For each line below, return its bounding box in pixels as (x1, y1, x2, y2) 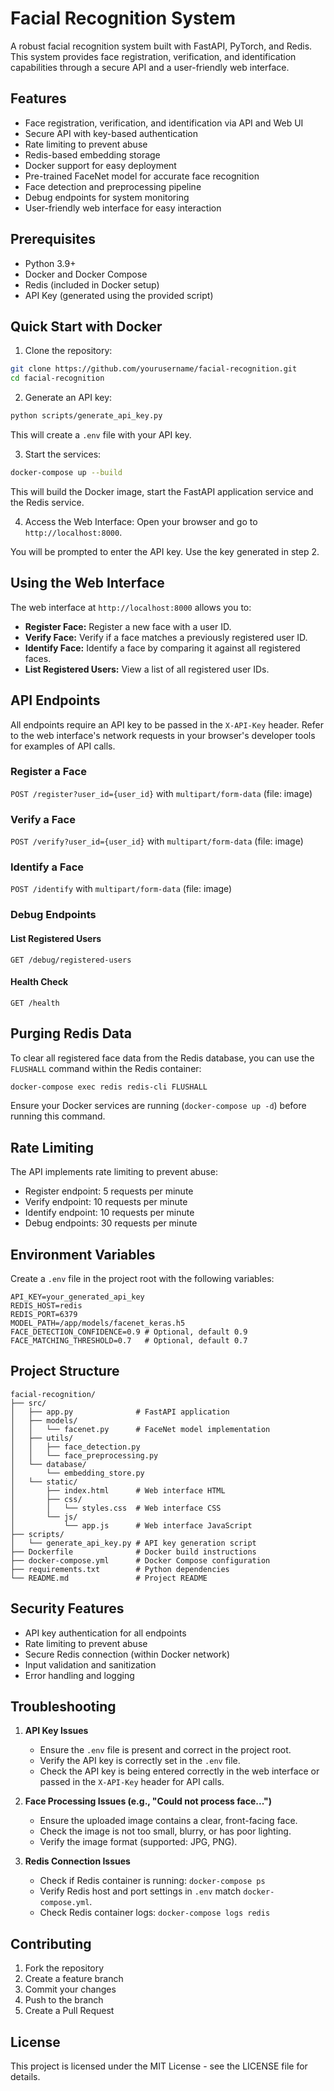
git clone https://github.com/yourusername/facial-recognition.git (10, 364, 298, 374)
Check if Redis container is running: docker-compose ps (39, 1875, 266, 1887)
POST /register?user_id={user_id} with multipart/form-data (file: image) (10, 787, 313, 799)
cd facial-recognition (10, 373, 105, 384)
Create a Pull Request (24, 2005, 115, 2017)
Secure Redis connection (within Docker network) (24, 1648, 231, 1660)
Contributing (10, 1935, 92, 1952)
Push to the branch (24, 1994, 104, 2006)
